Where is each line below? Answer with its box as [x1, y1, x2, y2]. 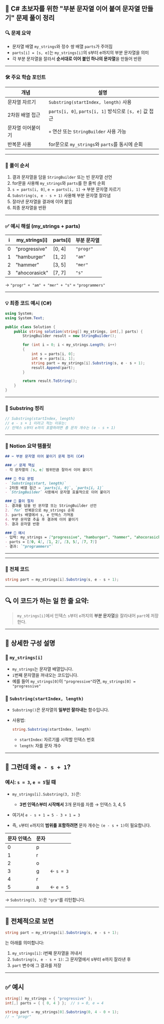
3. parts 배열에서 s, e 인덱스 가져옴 [5, 512, 74, 517]
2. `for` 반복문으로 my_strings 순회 [5, 508, 75, 513]
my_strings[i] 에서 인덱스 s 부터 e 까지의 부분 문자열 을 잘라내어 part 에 [17, 613, 150, 619]
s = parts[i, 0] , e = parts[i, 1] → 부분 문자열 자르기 [12, 186, 121, 192]
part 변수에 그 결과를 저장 [12, 963, 62, 969]
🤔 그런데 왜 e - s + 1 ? [5, 763, 71, 771]
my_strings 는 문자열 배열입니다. [12, 666, 74, 672]
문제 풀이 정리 [16, 14, 55, 22]
